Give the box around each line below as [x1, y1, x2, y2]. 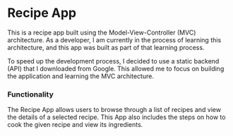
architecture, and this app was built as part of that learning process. [7, 43, 205, 51]
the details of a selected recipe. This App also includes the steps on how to [7, 113, 226, 121]
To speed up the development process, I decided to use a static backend [7, 56, 220, 65]
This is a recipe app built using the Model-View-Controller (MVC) [7, 28, 196, 37]
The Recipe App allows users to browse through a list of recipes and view [7, 106, 221, 114]
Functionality [7, 89, 54, 99]
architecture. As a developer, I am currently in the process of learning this [7, 35, 222, 44]
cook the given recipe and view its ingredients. [7, 120, 143, 129]
